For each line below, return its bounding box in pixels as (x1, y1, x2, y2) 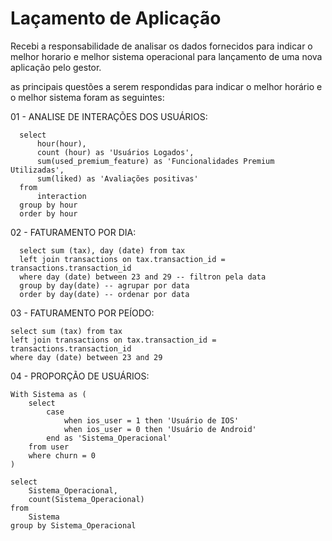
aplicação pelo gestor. (10, 61, 102, 73)
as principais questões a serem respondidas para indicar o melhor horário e (10, 80, 323, 92)
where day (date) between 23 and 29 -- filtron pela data (19, 272, 267, 282)
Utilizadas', (10, 165, 65, 175)
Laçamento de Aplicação (10, 7, 222, 30)
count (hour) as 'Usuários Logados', (36, 147, 195, 157)
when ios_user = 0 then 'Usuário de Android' (63, 424, 257, 434)
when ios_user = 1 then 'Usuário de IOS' (63, 415, 240, 426)
